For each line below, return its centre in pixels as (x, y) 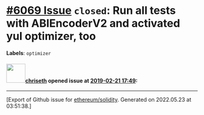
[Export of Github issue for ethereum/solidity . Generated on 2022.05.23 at (99, 100)
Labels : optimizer (29, 53)
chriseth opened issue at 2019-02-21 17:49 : (81, 80)
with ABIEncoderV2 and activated (93, 23)
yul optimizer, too (51, 36)
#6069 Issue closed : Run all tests (91, 11)
